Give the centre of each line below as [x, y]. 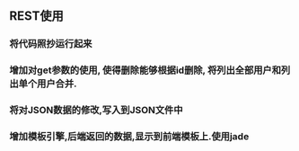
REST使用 [37, 16]
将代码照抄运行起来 [51, 44]
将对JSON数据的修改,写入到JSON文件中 [96, 111]
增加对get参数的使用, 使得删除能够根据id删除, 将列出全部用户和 [145, 70]
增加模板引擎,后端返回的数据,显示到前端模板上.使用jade [129, 137]
